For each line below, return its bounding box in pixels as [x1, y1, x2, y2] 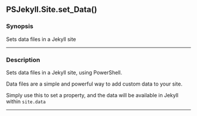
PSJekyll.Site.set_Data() [6, 5, 97, 15]
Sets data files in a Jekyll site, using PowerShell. [6, 69, 123, 76]
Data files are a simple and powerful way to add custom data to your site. [6, 80, 183, 87]
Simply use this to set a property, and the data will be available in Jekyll [6, 91, 179, 98]
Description [6, 56, 40, 64]
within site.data [6, 98, 46, 105]
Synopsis [6, 22, 33, 30]
